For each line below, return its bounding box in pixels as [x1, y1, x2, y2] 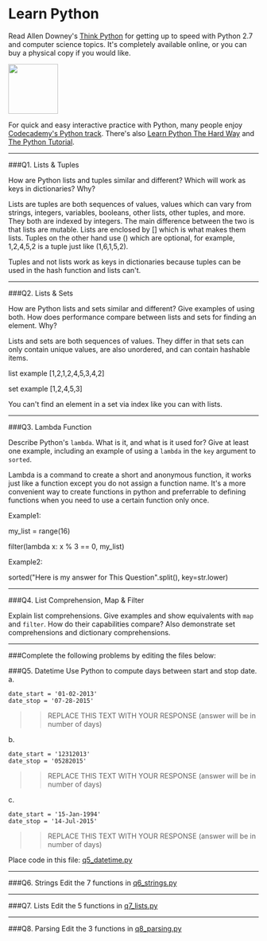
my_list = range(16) [8, 526, 71, 536]
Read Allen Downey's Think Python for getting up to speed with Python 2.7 [8, 31, 253, 41]
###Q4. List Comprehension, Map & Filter [8, 595, 145, 605]
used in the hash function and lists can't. [8, 265, 141, 275]
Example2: [8, 556, 43, 566]
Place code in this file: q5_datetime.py [8, 855, 133, 865]
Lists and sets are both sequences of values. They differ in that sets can [8, 336, 245, 346]
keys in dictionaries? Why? [8, 184, 95, 193]
